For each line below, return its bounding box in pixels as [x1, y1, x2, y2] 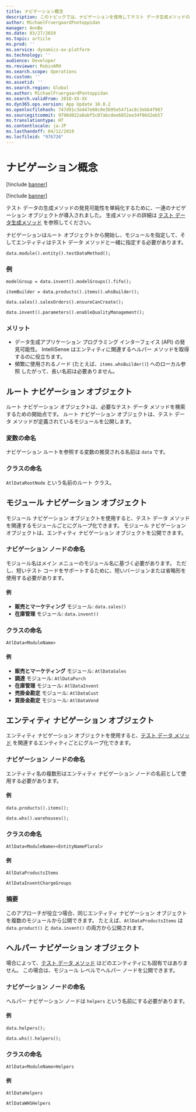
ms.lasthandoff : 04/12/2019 [6, 128, 75, 135]
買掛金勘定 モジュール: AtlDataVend [14, 696, 99, 703]
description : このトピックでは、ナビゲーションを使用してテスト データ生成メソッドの [6, 14, 190, 20]
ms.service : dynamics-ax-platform [6, 47, 90, 53]
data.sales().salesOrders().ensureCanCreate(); [6, 299, 124, 305]
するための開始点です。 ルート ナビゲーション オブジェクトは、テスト [6, 411, 174, 418]
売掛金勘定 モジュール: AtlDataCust [14, 689, 99, 696]
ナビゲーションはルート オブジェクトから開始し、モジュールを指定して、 [6, 231, 181, 238]
